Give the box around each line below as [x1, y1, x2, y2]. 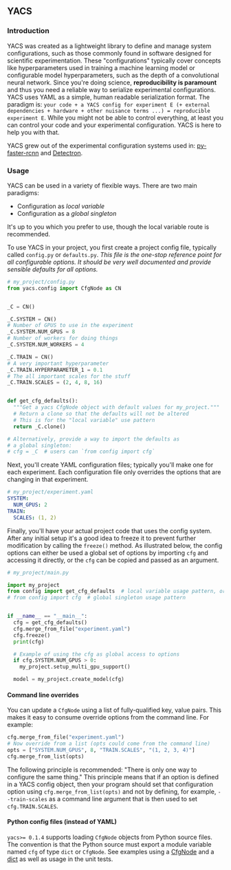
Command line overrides [7, 691, 79, 699]
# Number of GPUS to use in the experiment [7, 322, 134, 329]
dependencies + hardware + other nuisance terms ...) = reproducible [7, 107, 211, 114]
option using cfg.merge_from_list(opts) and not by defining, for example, [7, 787, 217, 796]
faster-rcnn [7, 148, 39, 157]
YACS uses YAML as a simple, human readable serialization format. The [7, 93, 210, 101]
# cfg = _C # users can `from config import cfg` [7, 448, 155, 456]
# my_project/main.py [7, 569, 69, 576]
